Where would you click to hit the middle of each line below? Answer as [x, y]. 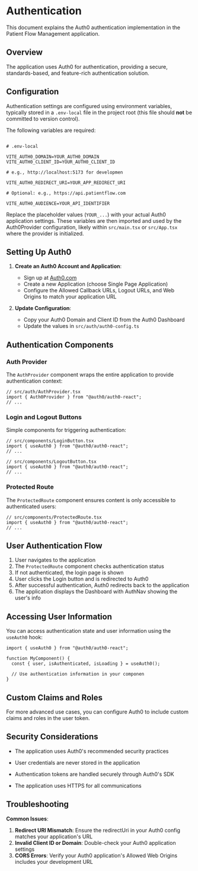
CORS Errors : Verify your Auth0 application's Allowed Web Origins [96, 855]
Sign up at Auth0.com [50, 278]
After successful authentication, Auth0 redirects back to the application [102, 585]
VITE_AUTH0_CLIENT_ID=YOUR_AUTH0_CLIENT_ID [61, 162]
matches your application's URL [54, 837]
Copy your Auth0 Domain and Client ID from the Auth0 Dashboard [104, 320]
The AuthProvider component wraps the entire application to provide [90, 375]
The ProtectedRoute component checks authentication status [89, 566]
